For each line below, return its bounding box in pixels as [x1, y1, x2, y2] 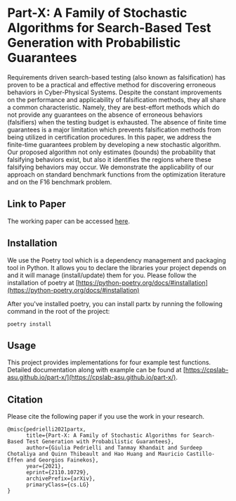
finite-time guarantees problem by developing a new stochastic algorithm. [7, 140, 221, 148]
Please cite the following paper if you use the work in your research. [7, 412, 205, 421]
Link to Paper [7, 198, 66, 210]
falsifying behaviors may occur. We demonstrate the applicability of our [7, 163, 214, 171]
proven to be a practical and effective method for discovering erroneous [7, 80, 216, 89]
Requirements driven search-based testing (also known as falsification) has [7, 72, 226, 82]
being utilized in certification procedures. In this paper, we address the [7, 132, 212, 141]
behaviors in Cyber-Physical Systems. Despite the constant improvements [7, 88, 223, 96]
